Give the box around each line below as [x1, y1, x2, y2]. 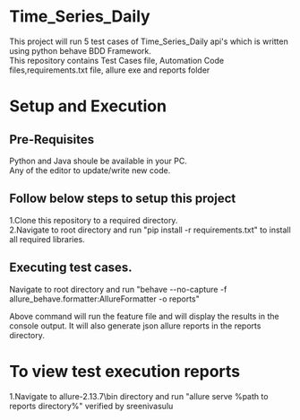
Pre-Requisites [9, 132, 95, 147]
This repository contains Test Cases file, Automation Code [9, 55, 225, 66]
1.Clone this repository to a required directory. [9, 214, 178, 225]
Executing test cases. [9, 260, 133, 276]
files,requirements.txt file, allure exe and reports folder [9, 65, 210, 75]
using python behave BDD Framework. [9, 45, 152, 56]
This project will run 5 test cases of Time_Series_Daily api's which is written [9, 36, 288, 47]
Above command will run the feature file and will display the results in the [9, 311, 279, 321]
